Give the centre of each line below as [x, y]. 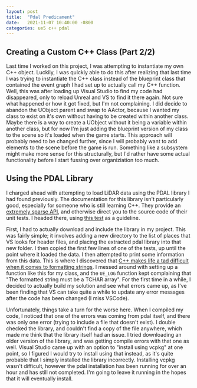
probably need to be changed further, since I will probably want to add [92, 142]
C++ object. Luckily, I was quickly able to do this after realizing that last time [99, 73]
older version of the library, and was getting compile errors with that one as [98, 341]
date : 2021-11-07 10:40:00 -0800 [50, 22]
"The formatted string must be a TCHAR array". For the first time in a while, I [98, 279]
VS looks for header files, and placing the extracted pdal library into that [94, 242]
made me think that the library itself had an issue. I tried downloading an [94, 334]
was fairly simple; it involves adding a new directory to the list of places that [98, 235]
